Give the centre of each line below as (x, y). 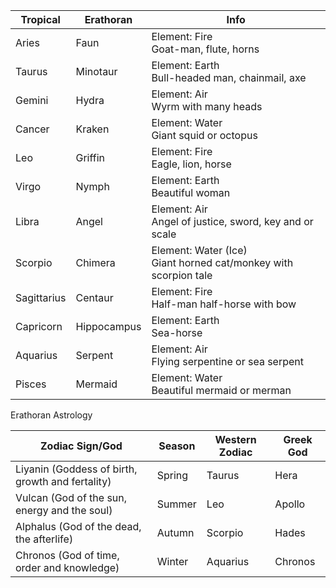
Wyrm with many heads (207, 106)
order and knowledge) (67, 567)
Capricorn (39, 326)
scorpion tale (182, 275)
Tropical (40, 19)
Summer (176, 504)
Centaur (94, 297)
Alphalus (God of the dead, (78, 526)
